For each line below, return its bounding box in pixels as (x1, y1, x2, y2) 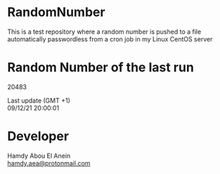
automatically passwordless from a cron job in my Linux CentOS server (7, 34, 213, 43)
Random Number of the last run (7, 60, 195, 76)
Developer (7, 128, 69, 145)
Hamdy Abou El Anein (7, 152, 71, 160)
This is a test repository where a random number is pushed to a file (7, 27, 202, 36)
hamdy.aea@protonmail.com (7, 159, 91, 167)
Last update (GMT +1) (7, 96, 70, 105)
